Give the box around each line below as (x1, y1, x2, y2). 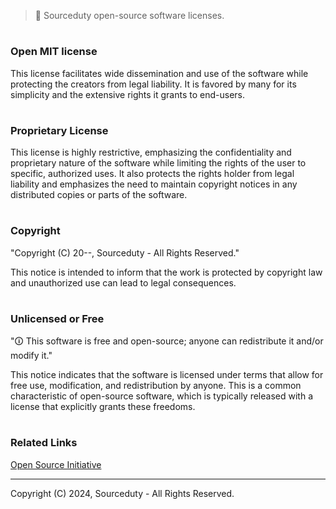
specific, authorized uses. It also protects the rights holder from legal (10, 168, 295, 180)
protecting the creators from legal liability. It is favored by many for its (10, 78, 297, 90)
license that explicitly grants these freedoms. (10, 401, 196, 413)
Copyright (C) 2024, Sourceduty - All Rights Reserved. (10, 487, 235, 499)
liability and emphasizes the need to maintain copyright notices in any (10, 178, 298, 190)
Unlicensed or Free (10, 311, 105, 325)
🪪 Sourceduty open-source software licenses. (34, 10, 225, 21)
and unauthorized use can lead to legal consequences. (10, 276, 237, 289)
